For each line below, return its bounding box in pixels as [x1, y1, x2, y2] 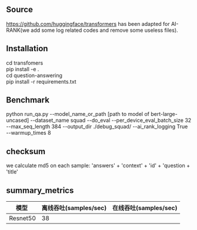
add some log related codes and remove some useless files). [31, 26, 178, 34]
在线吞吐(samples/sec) [112, 204, 178, 212]
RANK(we [6, 26, 30, 34]
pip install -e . [6, 65, 39, 72]
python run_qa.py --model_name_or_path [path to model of [6, 111, 150, 118]
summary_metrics [6, 185, 74, 195]
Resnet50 [9, 214, 36, 222]
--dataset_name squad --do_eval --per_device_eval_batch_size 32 [30, 117, 192, 124]
